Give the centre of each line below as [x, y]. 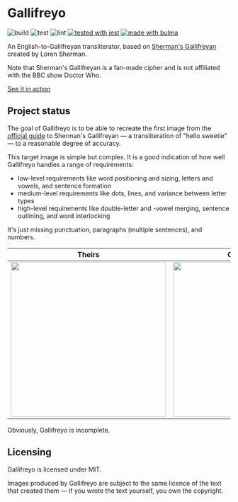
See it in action [29, 89]
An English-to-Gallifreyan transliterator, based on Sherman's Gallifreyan [112, 46]
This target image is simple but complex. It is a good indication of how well [116, 156]
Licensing [29, 452]
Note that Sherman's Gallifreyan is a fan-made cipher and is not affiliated [114, 67]
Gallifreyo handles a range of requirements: [70, 164]
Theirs [89, 254]
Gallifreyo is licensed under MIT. [55, 469]
